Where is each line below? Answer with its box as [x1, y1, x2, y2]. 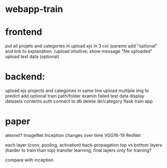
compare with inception [5, 157, 54, 163]
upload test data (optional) [5, 53, 60, 59]
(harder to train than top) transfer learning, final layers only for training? [5, 147, 152, 153]
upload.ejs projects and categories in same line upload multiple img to [5, 87, 149, 93]
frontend [5, 26, 42, 38]
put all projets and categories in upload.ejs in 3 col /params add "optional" [5, 43, 158, 49]
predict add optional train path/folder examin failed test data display [5, 93, 145, 99]
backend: [5, 71, 45, 82]
